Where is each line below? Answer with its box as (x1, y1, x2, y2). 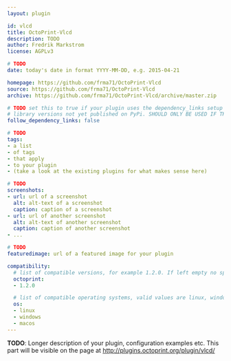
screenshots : (7, 187, 45, 194)
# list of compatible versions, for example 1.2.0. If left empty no (13, 269, 217, 276)
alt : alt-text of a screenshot (13, 199, 103, 206)
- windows (13, 314, 41, 320)
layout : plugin (7, 10, 51, 17)
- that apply (7, 155, 45, 162)
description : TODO (7, 35, 60, 42)
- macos (13, 320, 36, 327)
